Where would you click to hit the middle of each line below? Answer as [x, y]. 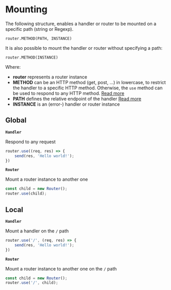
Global [16, 120]
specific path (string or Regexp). [39, 29]
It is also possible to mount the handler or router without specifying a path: [84, 48]
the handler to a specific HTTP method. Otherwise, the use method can [88, 88]
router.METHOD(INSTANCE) [32, 57]
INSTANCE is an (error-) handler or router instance [66, 104]
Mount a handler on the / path [37, 231]
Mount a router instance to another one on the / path [61, 268]
